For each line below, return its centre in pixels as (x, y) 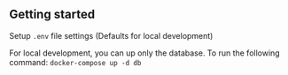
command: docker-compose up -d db (75, 62)
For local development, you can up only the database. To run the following (145, 53)
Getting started (52, 15)
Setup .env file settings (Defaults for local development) (111, 35)
